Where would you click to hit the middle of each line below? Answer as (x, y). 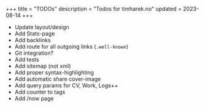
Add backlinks (33, 40)
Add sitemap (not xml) (43, 66)
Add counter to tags (40, 92)
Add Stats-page (35, 34)
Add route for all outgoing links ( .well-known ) (72, 46)
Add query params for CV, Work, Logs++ (66, 85)
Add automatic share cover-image (58, 79)
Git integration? (34, 53)
